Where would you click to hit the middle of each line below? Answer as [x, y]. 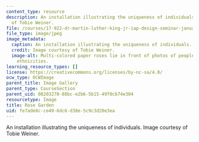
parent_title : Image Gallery [42, 83]
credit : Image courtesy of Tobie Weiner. [63, 50]
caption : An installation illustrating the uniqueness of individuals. [102, 45]
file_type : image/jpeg [34, 34]
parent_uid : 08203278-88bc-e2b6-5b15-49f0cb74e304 [70, 94]
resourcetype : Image [32, 99]
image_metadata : [26, 39]
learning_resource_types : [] [42, 67]
